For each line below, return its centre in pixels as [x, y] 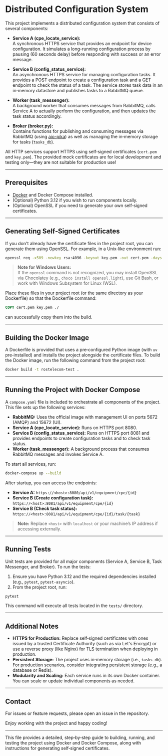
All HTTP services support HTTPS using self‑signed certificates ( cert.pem [81, 151]
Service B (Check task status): [45, 508]
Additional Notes [32, 626]
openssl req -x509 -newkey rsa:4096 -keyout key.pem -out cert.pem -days [84, 258]
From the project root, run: [39, 587]
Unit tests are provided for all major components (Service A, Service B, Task [83, 561]
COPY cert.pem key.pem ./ [32, 308]
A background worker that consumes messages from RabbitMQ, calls [84, 105]
